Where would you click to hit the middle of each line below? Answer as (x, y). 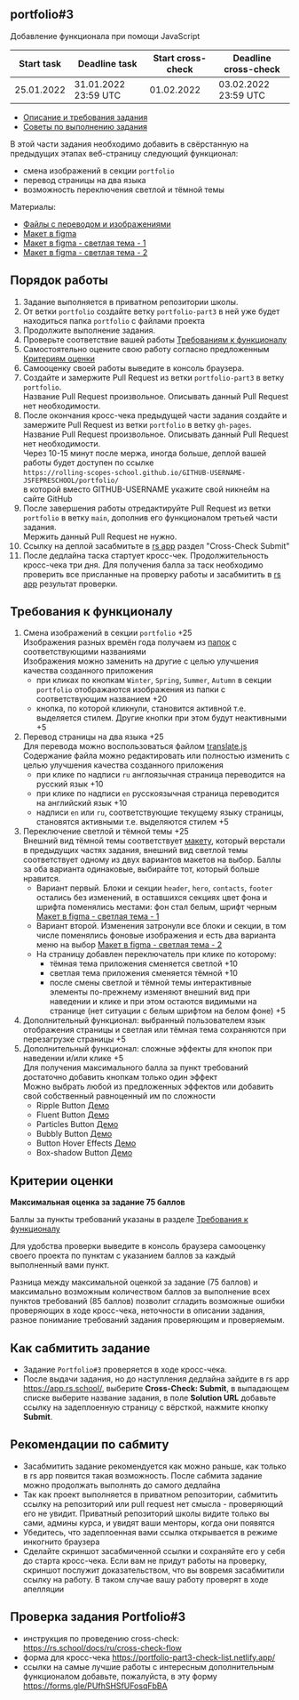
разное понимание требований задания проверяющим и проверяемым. (147, 1320)
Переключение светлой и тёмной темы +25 (106, 832)
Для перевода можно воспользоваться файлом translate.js (135, 746)
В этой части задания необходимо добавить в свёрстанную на (130, 144)
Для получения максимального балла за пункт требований (136, 1068)
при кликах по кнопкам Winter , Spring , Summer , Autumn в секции (153, 681)
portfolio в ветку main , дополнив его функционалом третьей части (150, 517)
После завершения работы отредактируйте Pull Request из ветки (147, 508)
